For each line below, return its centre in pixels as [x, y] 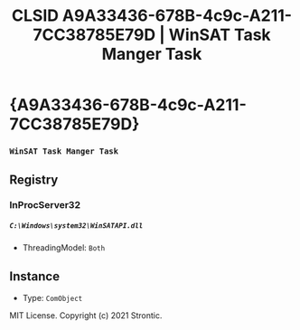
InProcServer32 [45, 205]
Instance [35, 276]
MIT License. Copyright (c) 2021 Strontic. [86, 316]
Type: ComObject [52, 298]
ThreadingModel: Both [64, 248]
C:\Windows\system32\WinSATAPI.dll [76, 226]
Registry [34, 179]
